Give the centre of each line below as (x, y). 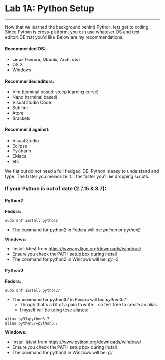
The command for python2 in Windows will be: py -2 (65, 259)
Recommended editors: (29, 81)
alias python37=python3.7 (31, 323)
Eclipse (20, 146)
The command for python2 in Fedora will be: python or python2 (76, 230)
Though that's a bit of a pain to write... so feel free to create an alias (88, 304)
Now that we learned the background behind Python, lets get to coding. (77, 27)
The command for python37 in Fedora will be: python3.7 (69, 299)
